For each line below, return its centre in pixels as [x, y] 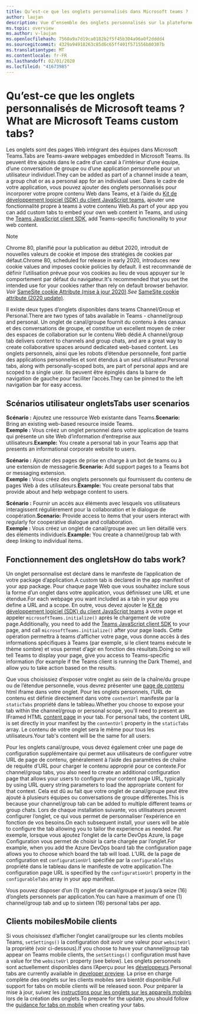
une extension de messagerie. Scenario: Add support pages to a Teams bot [98, 467]
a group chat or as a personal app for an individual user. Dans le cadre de [95, 181]
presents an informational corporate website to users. [71, 449]
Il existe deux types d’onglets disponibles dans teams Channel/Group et [93, 309]
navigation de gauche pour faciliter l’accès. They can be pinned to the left [95, 379]
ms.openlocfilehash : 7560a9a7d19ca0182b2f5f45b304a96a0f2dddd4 [85, 39]
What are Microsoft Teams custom [92, 121]
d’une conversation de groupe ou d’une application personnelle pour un [93, 168]
